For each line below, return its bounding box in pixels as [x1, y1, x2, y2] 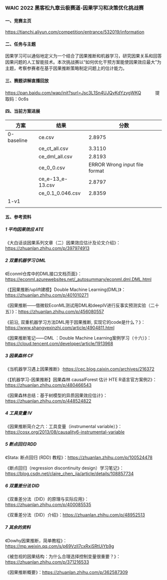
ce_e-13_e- [38, 175, 68, 182]
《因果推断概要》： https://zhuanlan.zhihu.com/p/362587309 [5, 570, 128, 576]
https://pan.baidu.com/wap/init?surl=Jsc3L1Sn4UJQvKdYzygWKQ [5, 89, 142, 95]
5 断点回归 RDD [5, 441, 37, 447]
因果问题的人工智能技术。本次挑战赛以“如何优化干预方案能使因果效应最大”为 [5, 59, 162, 65]
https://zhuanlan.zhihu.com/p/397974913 [5, 245, 90, 251]
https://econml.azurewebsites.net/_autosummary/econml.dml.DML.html [5, 277, 152, 283]
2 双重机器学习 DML [5, 257, 46, 263]
